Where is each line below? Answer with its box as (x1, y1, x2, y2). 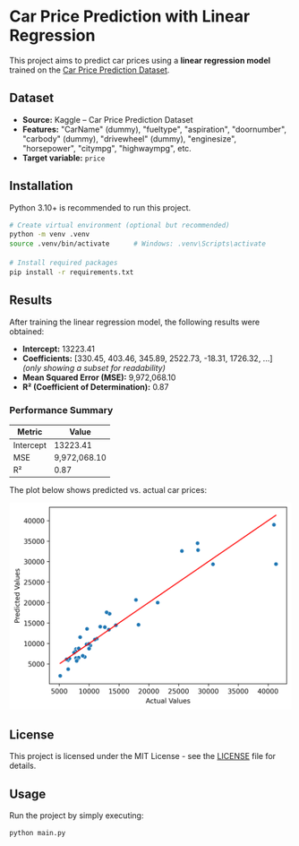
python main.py (9, 828, 66, 837)
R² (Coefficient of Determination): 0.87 (21, 381, 169, 392)
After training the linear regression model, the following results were (9, 316, 261, 327)
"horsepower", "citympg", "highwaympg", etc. (21, 142, 192, 153)
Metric (17, 427, 43, 437)
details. (9, 760, 37, 772)
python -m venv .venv (9, 230, 90, 239)
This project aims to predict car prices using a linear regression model (9, 55, 271, 65)
